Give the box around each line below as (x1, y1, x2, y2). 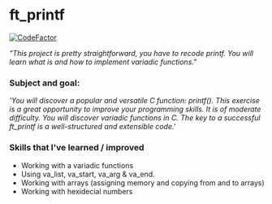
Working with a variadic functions (20, 160, 134, 170)
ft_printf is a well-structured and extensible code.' (9, 122, 176, 132)
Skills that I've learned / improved (9, 142, 145, 154)
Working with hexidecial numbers (20, 186, 133, 196)
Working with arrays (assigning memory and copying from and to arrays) (20, 177, 265, 188)
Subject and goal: (9, 77, 80, 89)
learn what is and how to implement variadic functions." (9, 57, 197, 67)
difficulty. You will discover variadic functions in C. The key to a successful (9, 113, 261, 123)
